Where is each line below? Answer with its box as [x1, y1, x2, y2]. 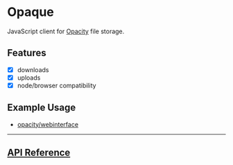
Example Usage [7, 102, 76, 114]
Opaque [7, 4, 54, 20]
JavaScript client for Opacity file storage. [7, 27, 125, 35]
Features [7, 47, 46, 59]
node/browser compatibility [17, 81, 96, 89]
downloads [17, 65, 49, 73]
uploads [17, 73, 41, 82]
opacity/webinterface [17, 120, 78, 128]
